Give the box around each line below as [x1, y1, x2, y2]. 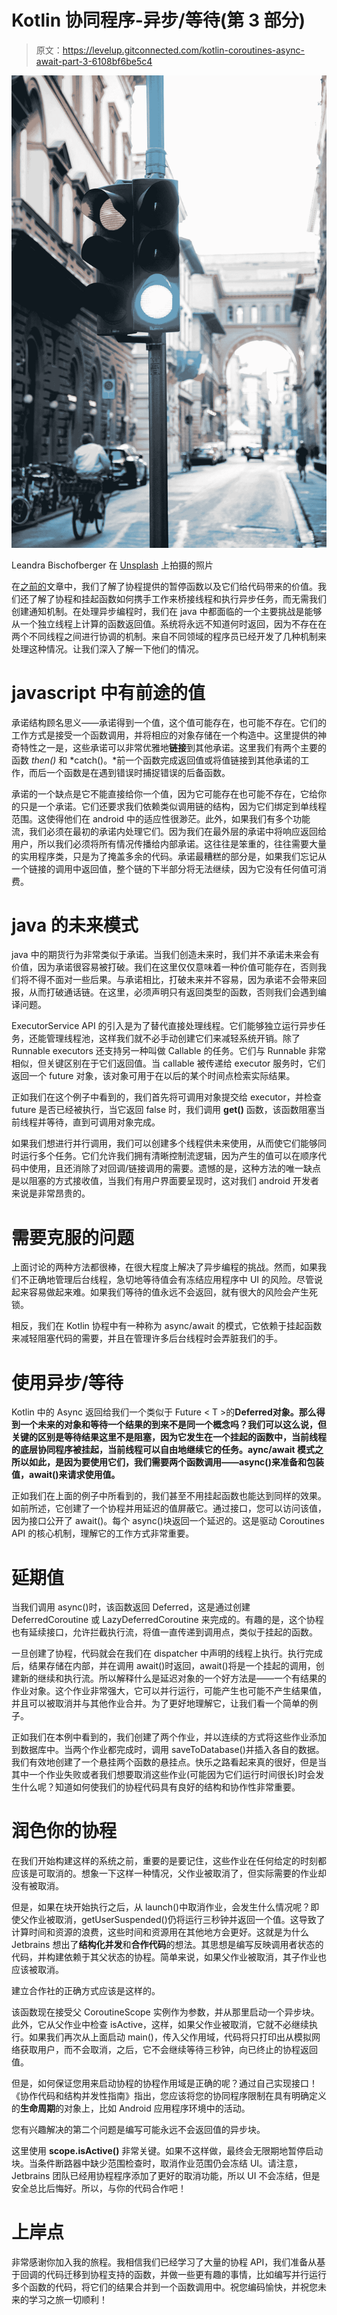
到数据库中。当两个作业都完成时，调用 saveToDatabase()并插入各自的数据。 [11, 1744, 325, 1756]
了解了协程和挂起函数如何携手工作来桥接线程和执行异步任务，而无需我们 [28, 592, 327, 605]
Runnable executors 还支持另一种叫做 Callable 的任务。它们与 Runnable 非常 [11, 1045, 327, 1057]
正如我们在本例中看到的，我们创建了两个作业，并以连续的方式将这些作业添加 [11, 1731, 327, 1743]
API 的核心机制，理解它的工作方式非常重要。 [11, 1527, 195, 1540]
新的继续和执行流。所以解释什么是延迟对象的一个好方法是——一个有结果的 [19, 1672, 327, 1685]
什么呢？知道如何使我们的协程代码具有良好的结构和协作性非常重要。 [19, 1781, 301, 1793]
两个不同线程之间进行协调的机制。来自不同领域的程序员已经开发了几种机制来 [11, 630, 327, 642]
